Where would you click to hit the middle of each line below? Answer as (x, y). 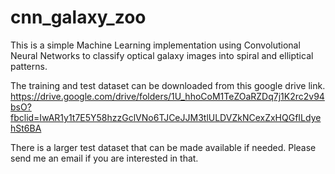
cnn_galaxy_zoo (78, 17)
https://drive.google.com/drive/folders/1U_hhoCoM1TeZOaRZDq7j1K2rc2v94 (167, 96)
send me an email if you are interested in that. (104, 158)
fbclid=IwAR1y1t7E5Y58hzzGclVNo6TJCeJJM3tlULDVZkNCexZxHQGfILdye (166, 117)
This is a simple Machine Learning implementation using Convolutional (155, 45)
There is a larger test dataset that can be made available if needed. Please (163, 147)
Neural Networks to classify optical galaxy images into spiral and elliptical (162, 55)
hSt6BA (26, 128)
